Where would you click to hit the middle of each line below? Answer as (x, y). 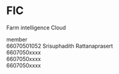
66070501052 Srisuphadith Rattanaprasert (60, 46)
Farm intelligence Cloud (36, 28)
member (17, 39)
